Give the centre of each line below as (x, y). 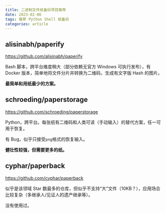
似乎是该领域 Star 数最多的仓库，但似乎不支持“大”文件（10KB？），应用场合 (83, 188)
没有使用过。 (18, 205)
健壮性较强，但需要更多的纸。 (36, 150)
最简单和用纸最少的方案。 (32, 84)
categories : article (27, 24)
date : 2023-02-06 (23, 15)
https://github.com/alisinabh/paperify (44, 56)
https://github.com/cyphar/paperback (45, 178)
